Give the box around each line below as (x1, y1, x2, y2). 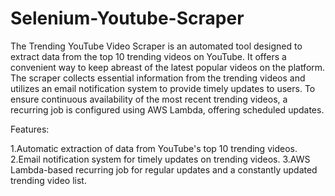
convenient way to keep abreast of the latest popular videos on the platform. (10, 61, 326, 73)
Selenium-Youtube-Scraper (10, 7, 245, 30)
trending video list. (10, 174, 87, 186)
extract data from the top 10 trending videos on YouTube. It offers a (10, 50, 287, 62)
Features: (10, 123, 50, 135)
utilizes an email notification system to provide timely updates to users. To (10, 82, 316, 94)
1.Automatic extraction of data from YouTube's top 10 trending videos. (10, 142, 298, 154)
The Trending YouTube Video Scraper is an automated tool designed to (10, 40, 303, 52)
